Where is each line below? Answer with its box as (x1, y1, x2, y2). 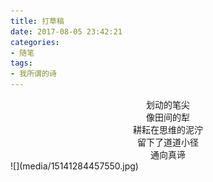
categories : (10, 37, 60, 47)
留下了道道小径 (137, 136, 199, 148)
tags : (10, 58, 33, 69)
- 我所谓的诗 (10, 69, 57, 79)
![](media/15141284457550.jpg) (10, 160, 139, 172)
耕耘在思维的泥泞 (133, 124, 203, 135)
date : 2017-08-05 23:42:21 (10, 26, 123, 37)
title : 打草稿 (10, 16, 65, 26)
